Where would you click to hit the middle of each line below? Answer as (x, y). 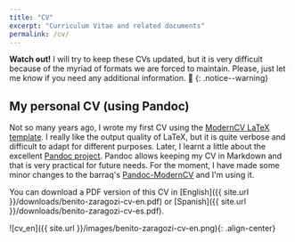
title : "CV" (31, 17)
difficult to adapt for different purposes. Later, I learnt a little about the (137, 147)
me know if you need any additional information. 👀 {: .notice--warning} (139, 78)
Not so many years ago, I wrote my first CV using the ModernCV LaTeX (139, 128)
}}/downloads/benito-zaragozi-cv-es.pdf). (87, 211)
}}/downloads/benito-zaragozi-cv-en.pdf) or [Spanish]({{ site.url (128, 202)
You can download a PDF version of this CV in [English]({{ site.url (129, 192)
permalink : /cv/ (39, 34)
